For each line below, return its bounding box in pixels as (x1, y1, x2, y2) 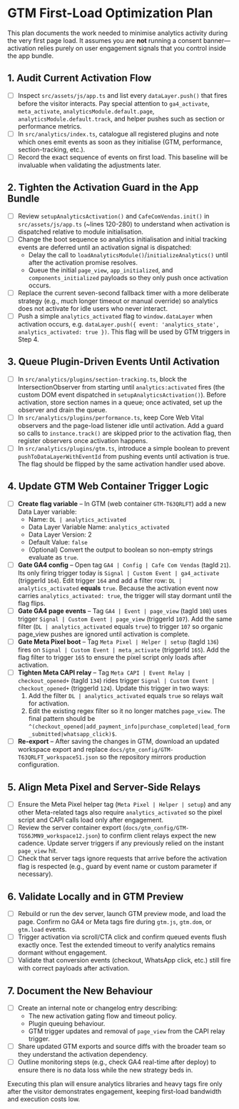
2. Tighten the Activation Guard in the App (7, 181, 199, 194)
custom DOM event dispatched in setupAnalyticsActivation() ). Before (17, 390, 227, 399)
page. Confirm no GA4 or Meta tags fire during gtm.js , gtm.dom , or (17, 917, 212, 926)
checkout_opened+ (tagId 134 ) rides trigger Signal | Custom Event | (17, 677, 215, 685)
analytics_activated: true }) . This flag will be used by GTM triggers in (17, 327, 230, 336)
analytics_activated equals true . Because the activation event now (17, 584, 219, 592)
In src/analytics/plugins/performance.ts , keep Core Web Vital (17, 413, 205, 422)
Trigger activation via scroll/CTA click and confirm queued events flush (17, 933, 227, 941)
